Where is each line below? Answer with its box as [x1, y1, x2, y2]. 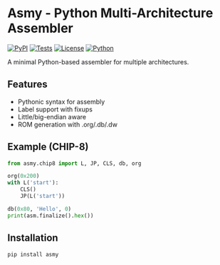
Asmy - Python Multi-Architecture [7, 5, 214, 21]
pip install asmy [7, 251, 59, 258]
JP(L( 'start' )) [20, 193, 66, 200]
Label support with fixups [17, 105, 93, 114]
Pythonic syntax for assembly [17, 97, 105, 106]
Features [7, 79, 48, 91]
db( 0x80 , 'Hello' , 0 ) [7, 205, 72, 212]
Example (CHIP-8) [7, 141, 89, 153]
